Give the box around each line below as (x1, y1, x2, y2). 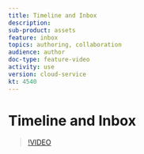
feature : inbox (8, 33, 59, 42)
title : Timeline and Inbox (8, 11, 97, 20)
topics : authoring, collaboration (8, 41, 123, 49)
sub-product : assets (8, 26, 77, 34)
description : (8, 19, 51, 27)
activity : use (8, 63, 55, 71)
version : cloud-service (8, 70, 87, 78)
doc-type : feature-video (8, 56, 90, 64)
